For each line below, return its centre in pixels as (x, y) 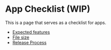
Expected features (31, 32)
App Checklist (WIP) (48, 9)
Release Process (29, 42)
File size (21, 37)
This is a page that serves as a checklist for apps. (56, 23)
